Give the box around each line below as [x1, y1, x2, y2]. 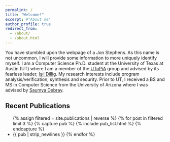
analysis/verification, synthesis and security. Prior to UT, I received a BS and [5, 76, 165, 82]
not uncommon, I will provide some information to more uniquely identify [5, 55, 157, 61]
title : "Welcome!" [5, 12, 44, 17]
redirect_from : [5, 26, 38, 31]
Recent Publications [5, 102, 70, 110]
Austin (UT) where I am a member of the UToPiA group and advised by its [5, 65, 159, 71]
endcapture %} [12, 126, 45, 132]
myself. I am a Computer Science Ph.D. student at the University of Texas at [5, 60, 164, 66]
